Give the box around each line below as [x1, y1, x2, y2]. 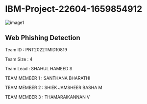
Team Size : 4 [5, 56, 33, 62]
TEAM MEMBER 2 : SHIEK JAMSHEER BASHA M [5, 84, 102, 90]
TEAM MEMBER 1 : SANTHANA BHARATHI [5, 75, 91, 81]
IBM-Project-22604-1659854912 [5, 3, 143, 15]
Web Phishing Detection [5, 34, 81, 42]
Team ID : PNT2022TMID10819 [5, 46, 68, 52]
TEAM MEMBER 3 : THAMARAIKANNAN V [5, 94, 90, 100]
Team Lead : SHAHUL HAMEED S [5, 65, 73, 71]
